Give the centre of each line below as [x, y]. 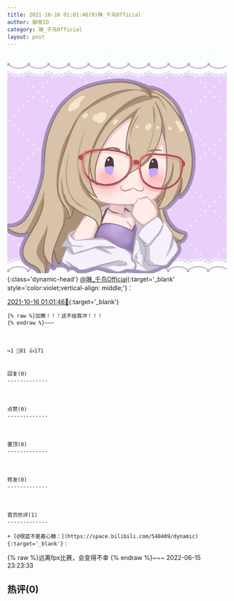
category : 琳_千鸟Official [45, 29]
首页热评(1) [23, 515]
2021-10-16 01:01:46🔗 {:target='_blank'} [63, 302]
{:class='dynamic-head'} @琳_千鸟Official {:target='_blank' [91, 280]
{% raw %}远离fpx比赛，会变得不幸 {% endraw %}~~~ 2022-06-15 [104, 558]
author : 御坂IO [28, 22]
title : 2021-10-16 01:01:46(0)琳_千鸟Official [74, 15]
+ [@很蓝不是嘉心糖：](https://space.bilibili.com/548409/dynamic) [103, 537]
